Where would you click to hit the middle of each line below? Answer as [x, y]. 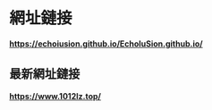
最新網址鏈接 [45, 74]
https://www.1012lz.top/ [55, 96]
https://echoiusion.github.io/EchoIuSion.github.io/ [106, 43]
